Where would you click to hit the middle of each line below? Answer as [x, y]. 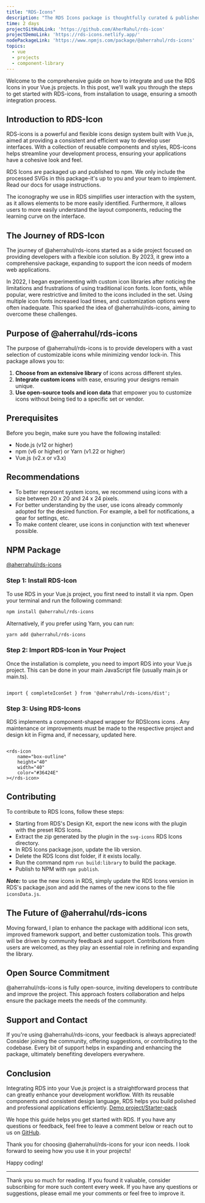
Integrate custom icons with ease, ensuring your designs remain [97, 379]
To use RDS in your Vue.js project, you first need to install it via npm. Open [100, 594]
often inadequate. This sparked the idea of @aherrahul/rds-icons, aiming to [101, 308]
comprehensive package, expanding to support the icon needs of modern [99, 263]
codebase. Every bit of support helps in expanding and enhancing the [94, 1048]
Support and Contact [47, 1020]
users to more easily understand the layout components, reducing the [94, 210]
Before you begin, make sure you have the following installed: [84, 433]
